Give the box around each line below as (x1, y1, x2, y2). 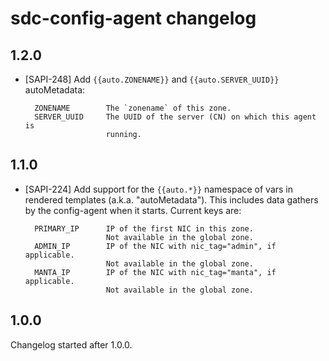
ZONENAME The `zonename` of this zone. (34, 103, 232, 113)
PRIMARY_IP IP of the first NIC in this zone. (34, 223, 254, 234)
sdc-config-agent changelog (10, 7, 257, 30)
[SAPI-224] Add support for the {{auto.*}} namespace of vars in (24, 183, 294, 195)
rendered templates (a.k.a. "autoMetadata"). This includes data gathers (24, 193, 319, 206)
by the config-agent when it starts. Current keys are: (24, 204, 242, 216)
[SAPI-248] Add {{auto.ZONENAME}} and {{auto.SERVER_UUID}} (24, 73, 280, 85)
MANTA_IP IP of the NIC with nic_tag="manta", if (34, 267, 277, 277)
